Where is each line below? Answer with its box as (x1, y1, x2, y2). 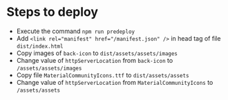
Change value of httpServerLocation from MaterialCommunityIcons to (16, 78, 213, 86)
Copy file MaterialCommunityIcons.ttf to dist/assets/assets (16, 70, 189, 79)
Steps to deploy (6, 4, 98, 20)
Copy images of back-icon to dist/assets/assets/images (16, 49, 178, 57)
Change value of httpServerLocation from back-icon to (16, 56, 173, 64)
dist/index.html (16, 43, 64, 50)
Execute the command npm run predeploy (16, 27, 135, 35)
